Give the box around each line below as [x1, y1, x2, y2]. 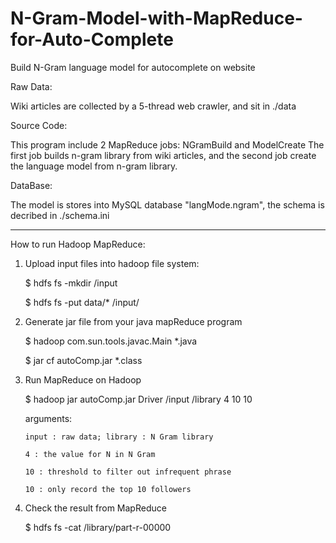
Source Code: [10, 119, 68, 131]
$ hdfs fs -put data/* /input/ [24, 296, 140, 308]
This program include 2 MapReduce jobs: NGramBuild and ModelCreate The [10, 138, 325, 151]
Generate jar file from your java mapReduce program [24, 315, 243, 327]
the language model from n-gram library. [10, 160, 178, 172]
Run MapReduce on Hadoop [24, 373, 142, 386]
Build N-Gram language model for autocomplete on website [10, 61, 256, 73]
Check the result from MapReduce [24, 502, 167, 514]
